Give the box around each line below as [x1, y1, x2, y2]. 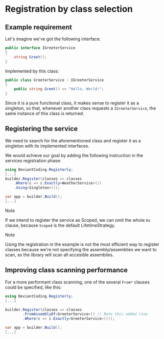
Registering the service [5, 125, 78, 133]
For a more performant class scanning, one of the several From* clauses [5, 279, 150, 285]
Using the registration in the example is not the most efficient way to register [5, 241, 160, 247]
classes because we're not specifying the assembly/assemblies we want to [5, 246, 157, 252]
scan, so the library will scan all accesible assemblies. [5, 252, 114, 258]
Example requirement [5, 23, 72, 31]
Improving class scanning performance [5, 266, 128, 274]
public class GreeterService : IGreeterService [5, 78, 104, 82]
